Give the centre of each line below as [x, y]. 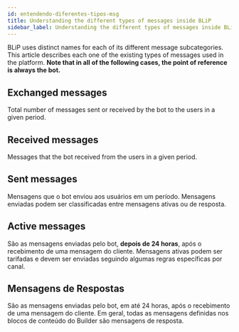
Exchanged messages [58, 92]
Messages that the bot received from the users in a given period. [102, 157]
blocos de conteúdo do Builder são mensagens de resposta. [96, 321]
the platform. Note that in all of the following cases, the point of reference [117, 63]
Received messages [53, 140]
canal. [16, 266]
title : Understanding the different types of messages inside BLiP [110, 21]
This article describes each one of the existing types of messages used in [116, 55]
